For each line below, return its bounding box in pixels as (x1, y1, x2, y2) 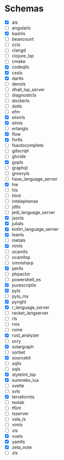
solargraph (11, 344, 34, 350)
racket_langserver (11, 310, 49, 316)
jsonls (11, 215, 24, 221)
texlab (11, 400, 25, 406)
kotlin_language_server (11, 226, 59, 232)
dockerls (11, 98, 30, 103)
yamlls (11, 439, 25, 445)
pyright (11, 299, 27, 305)
